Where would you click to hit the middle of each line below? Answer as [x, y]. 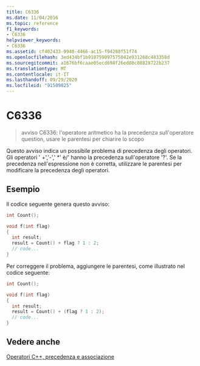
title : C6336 [23, 12]
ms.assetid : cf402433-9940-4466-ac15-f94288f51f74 [72, 52]
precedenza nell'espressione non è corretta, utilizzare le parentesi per [94, 164]
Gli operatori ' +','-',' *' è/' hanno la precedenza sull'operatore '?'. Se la [94, 157]
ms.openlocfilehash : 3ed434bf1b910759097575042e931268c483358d [88, 57]
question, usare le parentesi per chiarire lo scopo [83, 139]
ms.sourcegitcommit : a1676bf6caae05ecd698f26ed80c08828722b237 [88, 63]
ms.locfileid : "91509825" [39, 86]
